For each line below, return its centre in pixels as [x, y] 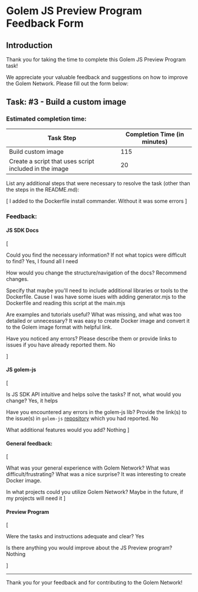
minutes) [155, 141]
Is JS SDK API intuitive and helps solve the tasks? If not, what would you [94, 394]
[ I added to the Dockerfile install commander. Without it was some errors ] [97, 201]
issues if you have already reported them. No [61, 345]
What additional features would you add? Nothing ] [68, 430]
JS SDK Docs [23, 230]
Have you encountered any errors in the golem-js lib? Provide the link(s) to [97, 412]
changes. [17, 279]
